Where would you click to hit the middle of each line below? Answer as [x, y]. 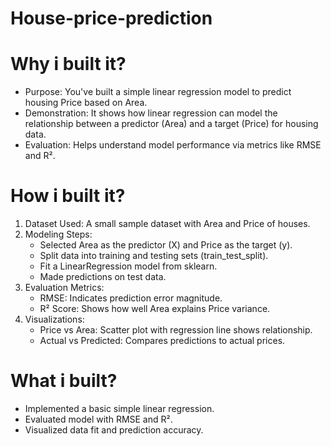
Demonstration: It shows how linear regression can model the [151, 113]
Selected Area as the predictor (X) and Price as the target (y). [166, 245]
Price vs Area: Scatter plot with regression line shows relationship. [176, 330]
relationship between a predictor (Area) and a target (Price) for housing [171, 124]
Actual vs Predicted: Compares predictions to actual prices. [162, 341]
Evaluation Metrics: [64, 288]
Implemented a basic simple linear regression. [119, 408]
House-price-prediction [111, 18]
